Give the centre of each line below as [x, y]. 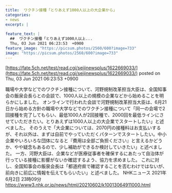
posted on [150, 73]
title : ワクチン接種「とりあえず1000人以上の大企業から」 [61, 10]
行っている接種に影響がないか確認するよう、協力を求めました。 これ [78, 160]
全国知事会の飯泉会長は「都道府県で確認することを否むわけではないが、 [91, 166]
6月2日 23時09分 [23, 179]
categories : [18, 15]
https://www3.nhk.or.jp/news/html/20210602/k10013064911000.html [78, 185]
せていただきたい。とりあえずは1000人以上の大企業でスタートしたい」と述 [85, 121]
